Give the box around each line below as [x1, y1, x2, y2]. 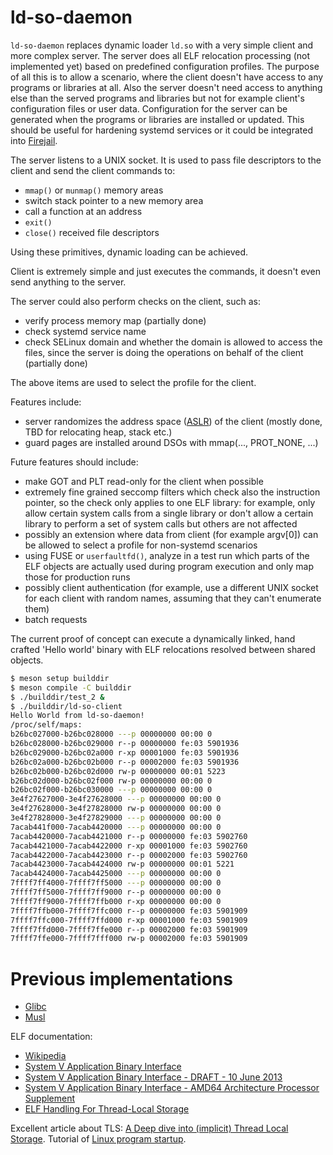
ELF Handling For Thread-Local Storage [24, 1103, 190, 1115]
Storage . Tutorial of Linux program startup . [10, 1133, 187, 1145]
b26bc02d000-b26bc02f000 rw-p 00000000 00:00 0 [10, 776, 213, 786]
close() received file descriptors [24, 226, 160, 238]
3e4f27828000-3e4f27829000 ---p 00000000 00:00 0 [10, 813, 222, 823]
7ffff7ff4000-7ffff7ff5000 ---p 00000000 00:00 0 [10, 878, 222, 888]
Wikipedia [24, 1050, 67, 1062]
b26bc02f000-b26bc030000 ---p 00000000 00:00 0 [10, 785, 213, 795]
